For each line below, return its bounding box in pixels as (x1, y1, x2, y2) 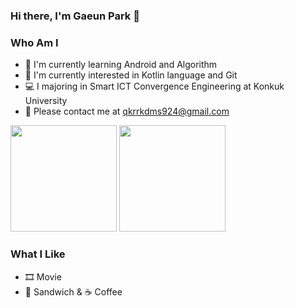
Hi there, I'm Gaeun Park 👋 (10, 9, 140, 23)
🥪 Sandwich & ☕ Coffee (24, 285, 123, 298)
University (24, 95, 68, 107)
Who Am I (10, 35, 59, 49)
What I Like (10, 247, 66, 261)
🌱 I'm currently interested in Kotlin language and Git (24, 69, 238, 81)
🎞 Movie (24, 270, 62, 283)
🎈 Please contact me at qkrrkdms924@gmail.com (24, 105, 230, 118)
